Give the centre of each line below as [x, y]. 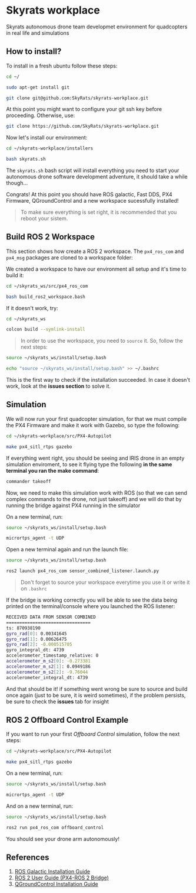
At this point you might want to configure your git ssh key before [84, 109]
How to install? [34, 52]
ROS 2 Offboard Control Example [67, 720]
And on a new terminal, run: [40, 806]
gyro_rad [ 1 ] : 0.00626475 [36, 639]
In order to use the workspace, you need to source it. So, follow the [102, 341]
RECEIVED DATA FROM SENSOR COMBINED [51, 617]
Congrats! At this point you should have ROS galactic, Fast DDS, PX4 [89, 194]
